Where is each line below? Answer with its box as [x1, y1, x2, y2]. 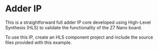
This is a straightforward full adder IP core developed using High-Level [5, 19, 151, 25]
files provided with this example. [5, 39, 72, 45]
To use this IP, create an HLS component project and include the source [5, 34, 153, 40]
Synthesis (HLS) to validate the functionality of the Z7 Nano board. [5, 24, 142, 30]
